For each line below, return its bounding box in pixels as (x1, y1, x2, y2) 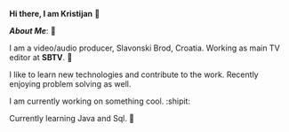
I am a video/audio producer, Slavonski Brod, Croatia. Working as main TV (9, 43, 280, 53)
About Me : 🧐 (9, 26, 56, 35)
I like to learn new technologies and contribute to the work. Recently (9, 69, 260, 80)
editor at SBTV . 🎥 (9, 52, 73, 62)
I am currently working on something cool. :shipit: (9, 96, 191, 106)
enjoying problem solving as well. (9, 79, 132, 89)
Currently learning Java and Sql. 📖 (9, 113, 135, 123)
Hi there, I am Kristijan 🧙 (9, 9, 100, 19)
